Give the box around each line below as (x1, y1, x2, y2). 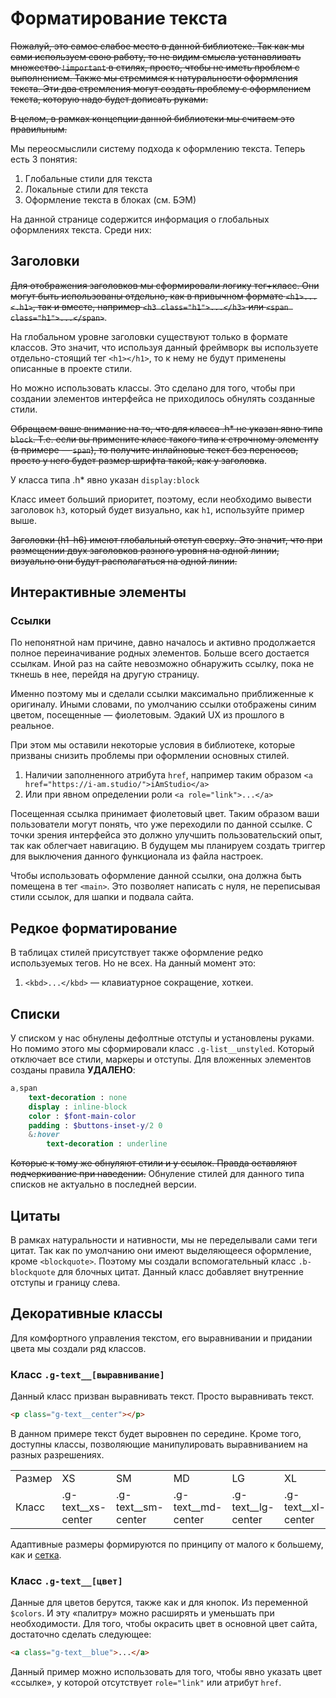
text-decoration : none (28, 1092, 128, 1102)
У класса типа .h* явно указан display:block (10, 473, 200, 486)
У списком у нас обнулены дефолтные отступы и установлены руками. (10, 1032, 315, 1044)
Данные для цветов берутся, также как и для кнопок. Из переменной (10, 1597, 309, 1609)
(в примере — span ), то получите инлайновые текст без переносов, (10, 443, 299, 456)
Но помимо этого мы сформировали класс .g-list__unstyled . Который (10, 1043, 315, 1055)
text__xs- (61, 1500, 107, 1514)
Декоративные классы (10, 1305, 163, 1322)
